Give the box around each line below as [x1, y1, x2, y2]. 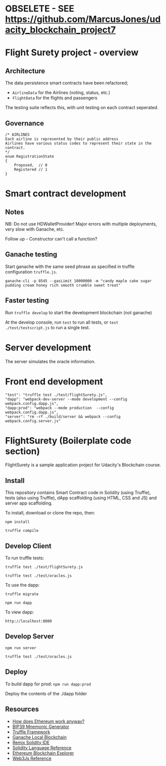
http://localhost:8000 [5, 619, 52, 624]
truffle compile [5, 528, 39, 533]
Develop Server [5, 632, 55, 640]
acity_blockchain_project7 [5, 24, 116, 35]
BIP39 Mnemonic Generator [12, 723, 69, 730]
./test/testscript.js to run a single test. [5, 324, 90, 330]
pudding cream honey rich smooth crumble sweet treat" [5, 282, 121, 288]
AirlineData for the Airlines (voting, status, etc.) [12, 90, 111, 96]
